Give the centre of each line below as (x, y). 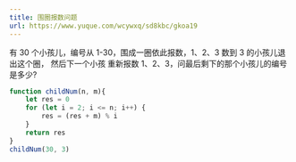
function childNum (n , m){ (57, 91)
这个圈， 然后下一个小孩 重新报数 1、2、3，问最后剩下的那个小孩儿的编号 (152, 63)
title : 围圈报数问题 (43, 17)
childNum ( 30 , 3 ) (39, 149)
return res (46, 133)
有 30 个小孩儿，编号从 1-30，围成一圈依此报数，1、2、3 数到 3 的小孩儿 (144, 52)
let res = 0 (47, 100)
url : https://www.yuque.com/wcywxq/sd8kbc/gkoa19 (104, 26)
